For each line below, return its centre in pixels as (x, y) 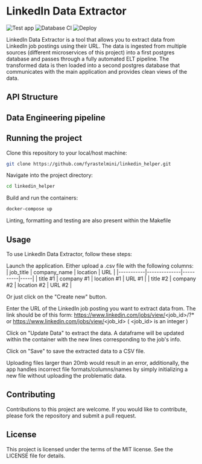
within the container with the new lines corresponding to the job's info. (94, 339)
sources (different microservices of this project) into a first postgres (90, 52)
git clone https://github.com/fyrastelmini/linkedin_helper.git (89, 164)
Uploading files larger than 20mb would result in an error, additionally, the (98, 362)
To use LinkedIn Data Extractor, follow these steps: (69, 254)
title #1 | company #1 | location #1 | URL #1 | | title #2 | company (118, 279)
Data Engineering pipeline (56, 118)
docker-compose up (29, 209)
